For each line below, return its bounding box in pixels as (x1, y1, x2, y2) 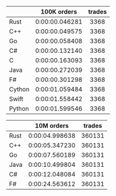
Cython (9, 86, 30, 93)
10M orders (34, 122, 69, 129)
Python (9, 105, 30, 112)
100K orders (40, 8, 78, 15)
